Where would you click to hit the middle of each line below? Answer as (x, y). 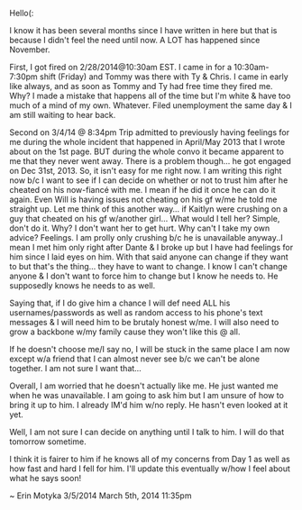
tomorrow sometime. (48, 442)
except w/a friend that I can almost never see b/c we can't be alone (134, 359)
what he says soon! (46, 478)
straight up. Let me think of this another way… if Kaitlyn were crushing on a (149, 209)
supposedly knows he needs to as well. (82, 286)
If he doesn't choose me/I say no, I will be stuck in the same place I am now (150, 349)
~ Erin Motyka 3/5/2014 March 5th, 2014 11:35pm (101, 496)
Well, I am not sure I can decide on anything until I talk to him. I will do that (147, 432)
